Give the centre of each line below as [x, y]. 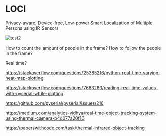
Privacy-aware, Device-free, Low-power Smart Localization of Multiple [79, 23]
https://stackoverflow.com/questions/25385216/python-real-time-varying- [83, 73]
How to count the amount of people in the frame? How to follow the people [83, 48]
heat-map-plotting [25, 78]
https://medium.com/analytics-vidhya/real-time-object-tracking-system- [81, 113]
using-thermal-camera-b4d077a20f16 [45, 118]
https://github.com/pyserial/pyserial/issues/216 [54, 103]
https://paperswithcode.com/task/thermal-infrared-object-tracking [75, 128]
